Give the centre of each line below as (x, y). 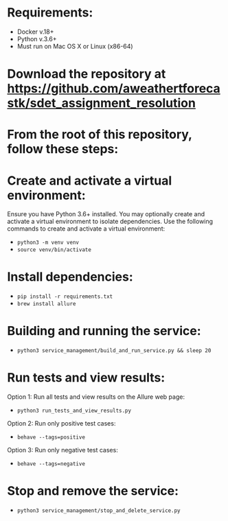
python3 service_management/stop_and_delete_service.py (99, 511)
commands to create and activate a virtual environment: (86, 229)
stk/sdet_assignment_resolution (101, 103)
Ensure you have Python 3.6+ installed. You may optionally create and (106, 214)
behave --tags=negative (51, 464)
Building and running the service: (104, 331)
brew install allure (46, 304)
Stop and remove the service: (93, 491)
